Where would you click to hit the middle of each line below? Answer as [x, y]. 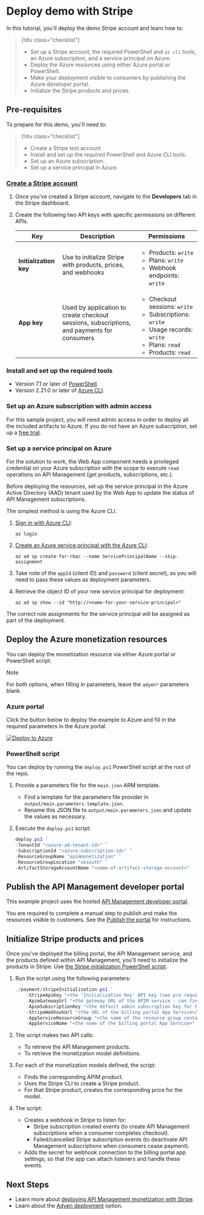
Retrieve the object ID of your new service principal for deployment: [100, 591]
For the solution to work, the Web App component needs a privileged [93, 461]
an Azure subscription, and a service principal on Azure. [100, 58]
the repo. [18, 774]
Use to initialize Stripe [93, 257]
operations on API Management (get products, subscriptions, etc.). [90, 474]
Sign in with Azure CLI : [43, 523]
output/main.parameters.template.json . [74, 804]
